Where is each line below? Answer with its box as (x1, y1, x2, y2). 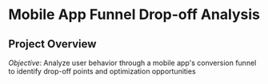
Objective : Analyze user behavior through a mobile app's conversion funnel (8, 58, 257, 67)
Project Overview (8, 37, 97, 51)
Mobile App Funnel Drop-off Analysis (8, 6, 260, 24)
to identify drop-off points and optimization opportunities (8, 67, 196, 76)
